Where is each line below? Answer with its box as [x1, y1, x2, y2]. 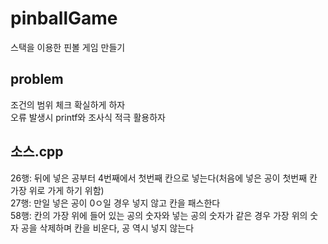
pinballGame [10, 7, 118, 30]
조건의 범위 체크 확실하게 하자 [10, 98, 126, 111]
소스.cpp [10, 143, 64, 161]
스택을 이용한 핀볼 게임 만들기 [10, 41, 126, 53]
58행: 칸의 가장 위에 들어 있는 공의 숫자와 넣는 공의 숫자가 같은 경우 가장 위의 [10, 209, 308, 221]
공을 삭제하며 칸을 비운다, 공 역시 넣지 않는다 [20, 222, 195, 234]
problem [10, 71, 64, 88]
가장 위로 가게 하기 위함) [10, 184, 105, 196]
